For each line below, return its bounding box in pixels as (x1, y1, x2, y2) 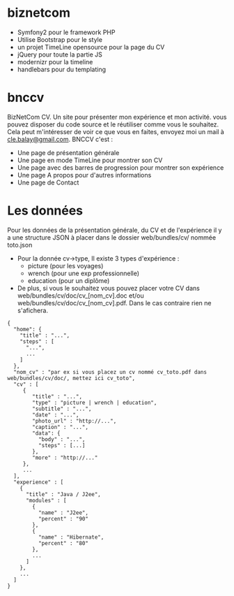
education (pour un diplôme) (27, 276, 110, 284)
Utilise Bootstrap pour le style (17, 35, 103, 43)
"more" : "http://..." (32, 454, 98, 461)
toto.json (7, 240, 33, 249)
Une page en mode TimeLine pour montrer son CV (17, 156, 163, 164)
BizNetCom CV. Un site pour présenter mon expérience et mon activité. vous (7, 112, 228, 121)
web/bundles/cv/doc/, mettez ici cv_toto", (7, 375, 136, 381)
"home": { (13, 326, 42, 333)
